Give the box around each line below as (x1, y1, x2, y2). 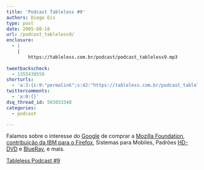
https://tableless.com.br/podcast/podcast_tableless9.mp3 (28, 54, 178, 60)
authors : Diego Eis (6, 15, 56, 21)
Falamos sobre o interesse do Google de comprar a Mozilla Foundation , (6, 132, 185, 140)
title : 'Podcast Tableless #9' (6, 8, 86, 15)
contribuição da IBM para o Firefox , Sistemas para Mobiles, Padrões (6, 139, 177, 146)
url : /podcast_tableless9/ (6, 32, 75, 38)
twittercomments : (6, 88, 50, 94)
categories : (6, 104, 36, 111)
